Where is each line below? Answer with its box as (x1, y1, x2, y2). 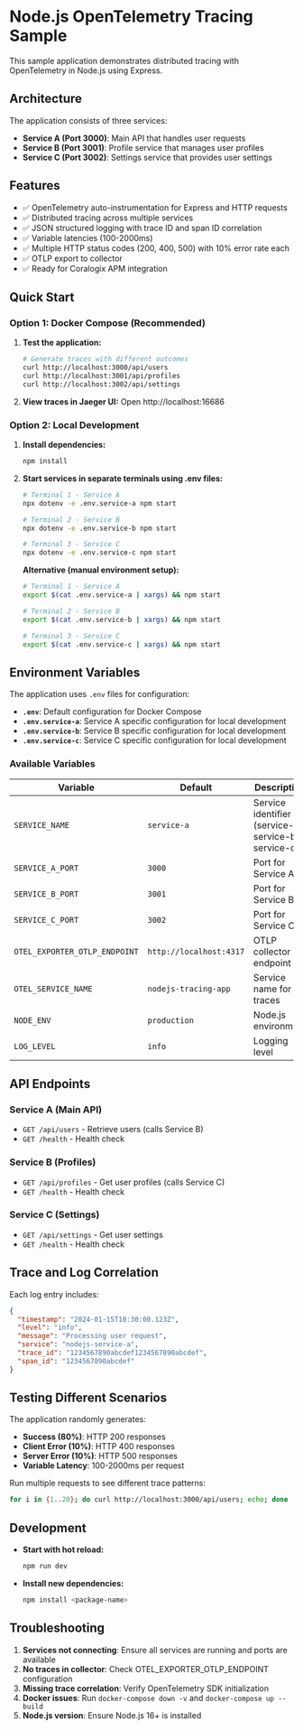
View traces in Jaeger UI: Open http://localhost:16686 (22, 395, 225, 407)
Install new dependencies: (22, 1578, 124, 1588)
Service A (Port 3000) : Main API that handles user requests (22, 133, 246, 144)
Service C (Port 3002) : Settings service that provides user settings (22, 152, 273, 163)
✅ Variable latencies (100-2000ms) (22, 232, 153, 243)
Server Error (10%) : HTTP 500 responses (22, 1451, 179, 1462)
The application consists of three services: (9, 115, 168, 126)
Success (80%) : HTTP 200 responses (22, 1431, 167, 1442)
